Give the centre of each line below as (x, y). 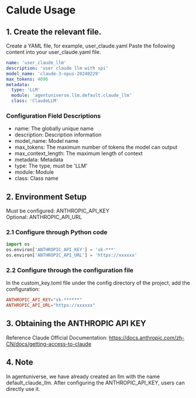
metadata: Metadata (39, 160)
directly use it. (23, 389)
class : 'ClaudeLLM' (35, 101)
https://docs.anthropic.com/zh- (147, 338)
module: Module (34, 172)
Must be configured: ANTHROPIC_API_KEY (58, 211)
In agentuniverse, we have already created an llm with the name (83, 376)
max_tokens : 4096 (27, 79)
